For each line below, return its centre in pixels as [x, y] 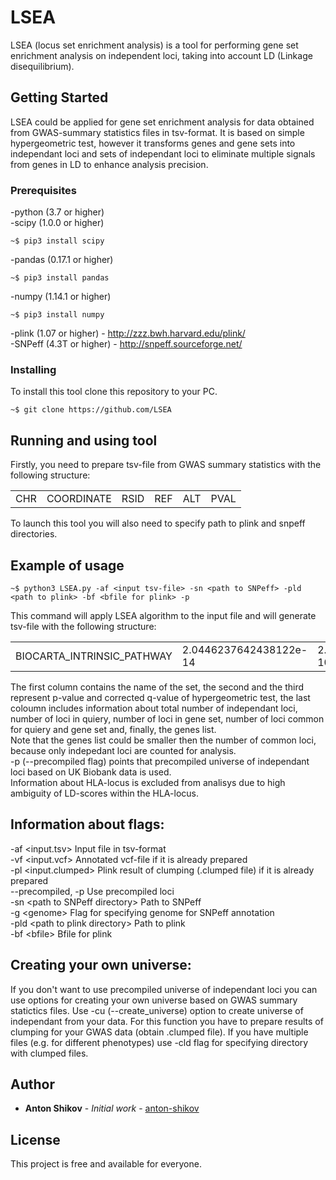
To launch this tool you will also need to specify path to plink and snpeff [158, 523]
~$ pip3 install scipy [57, 241]
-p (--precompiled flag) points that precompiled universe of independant [160, 761]
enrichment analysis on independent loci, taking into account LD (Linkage [161, 55]
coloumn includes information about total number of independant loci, [154, 708]
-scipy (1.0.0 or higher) [57, 223]
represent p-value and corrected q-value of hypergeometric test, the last [160, 697]
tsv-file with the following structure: [83, 626]
